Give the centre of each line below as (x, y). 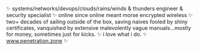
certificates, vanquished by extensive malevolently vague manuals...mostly (99, 28)
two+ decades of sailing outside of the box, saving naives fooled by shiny (97, 22)
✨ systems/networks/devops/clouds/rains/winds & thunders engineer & (95, 9)
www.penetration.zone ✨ (37, 41)
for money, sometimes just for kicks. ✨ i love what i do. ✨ (77, 34)
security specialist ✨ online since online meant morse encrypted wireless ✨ (99, 15)
